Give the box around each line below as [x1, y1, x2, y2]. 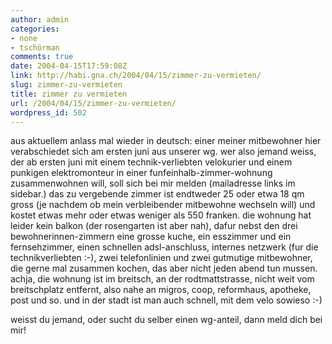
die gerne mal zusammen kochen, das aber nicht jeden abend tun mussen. [10, 262, 318, 275]
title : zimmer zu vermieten [10, 89, 128, 99]
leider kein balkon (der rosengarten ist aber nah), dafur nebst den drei [10, 220, 298, 232]
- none [10, 33, 38, 43]
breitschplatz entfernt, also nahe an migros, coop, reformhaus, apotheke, [10, 284, 312, 296]
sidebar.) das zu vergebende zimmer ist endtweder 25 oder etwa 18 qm [10, 188, 305, 200]
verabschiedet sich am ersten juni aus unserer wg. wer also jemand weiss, [10, 146, 317, 158]
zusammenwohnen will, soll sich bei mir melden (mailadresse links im [10, 177, 296, 190]
